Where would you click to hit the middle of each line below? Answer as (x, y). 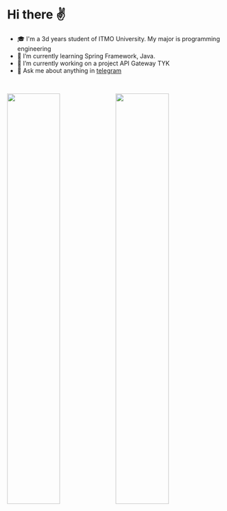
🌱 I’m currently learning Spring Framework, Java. (86, 56)
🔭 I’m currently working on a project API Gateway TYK (93, 63)
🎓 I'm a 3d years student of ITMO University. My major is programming (119, 38)
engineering (34, 48)
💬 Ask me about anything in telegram (69, 70)
